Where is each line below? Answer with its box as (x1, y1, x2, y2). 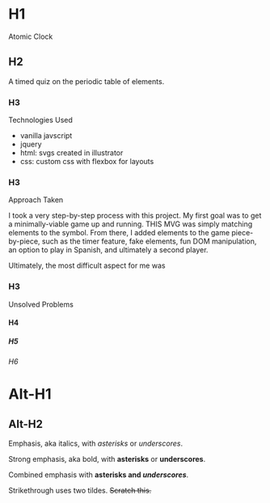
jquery (19, 139, 42, 150)
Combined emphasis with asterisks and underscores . (8, 470, 189, 480)
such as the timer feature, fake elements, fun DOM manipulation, (41, 236, 257, 247)
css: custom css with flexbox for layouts (19, 157, 154, 167)
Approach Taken (8, 195, 64, 205)
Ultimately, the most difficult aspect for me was (8, 260, 166, 271)
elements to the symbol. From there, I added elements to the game (8, 228, 230, 238)
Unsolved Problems (8, 299, 74, 309)
